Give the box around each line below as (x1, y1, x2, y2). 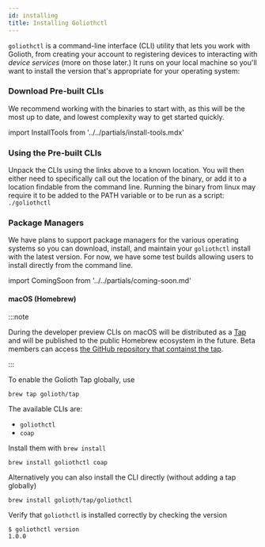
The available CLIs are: (8, 404, 83, 413)
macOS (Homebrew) (8, 294, 77, 304)
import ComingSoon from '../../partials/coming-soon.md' (8, 276, 191, 285)
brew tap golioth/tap (8, 390, 80, 398)
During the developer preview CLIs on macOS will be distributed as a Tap (8, 327, 247, 337)
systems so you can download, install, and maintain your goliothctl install (8, 243, 251, 254)
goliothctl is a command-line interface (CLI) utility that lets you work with (8, 40, 251, 50)
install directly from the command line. (8, 261, 133, 270)
